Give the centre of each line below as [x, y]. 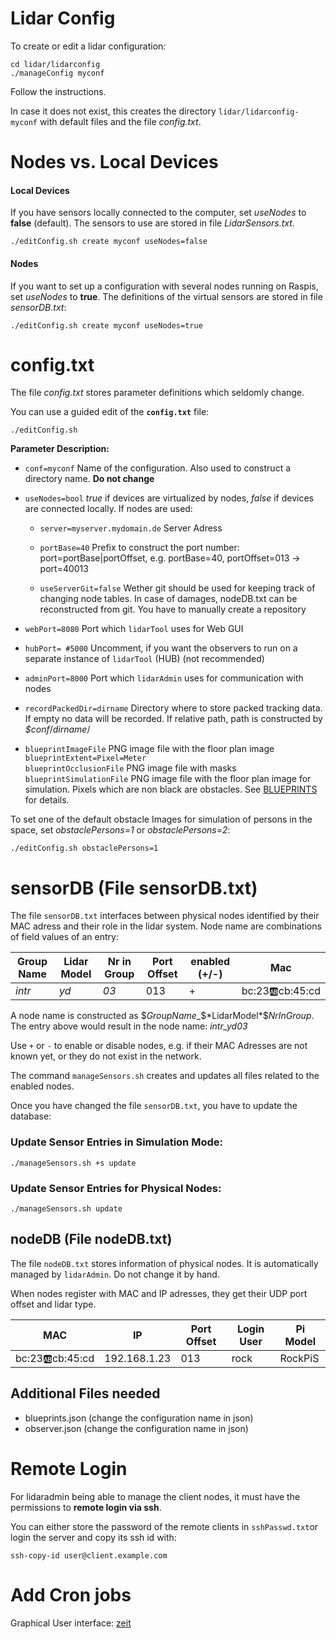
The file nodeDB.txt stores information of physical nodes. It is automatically [164, 1263]
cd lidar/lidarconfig [55, 64]
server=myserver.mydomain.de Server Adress [131, 528]
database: [31, 1116]
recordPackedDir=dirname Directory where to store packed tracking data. [173, 708]
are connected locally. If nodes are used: [108, 509]
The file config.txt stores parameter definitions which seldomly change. [157, 393]
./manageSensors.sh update [66, 1209]
